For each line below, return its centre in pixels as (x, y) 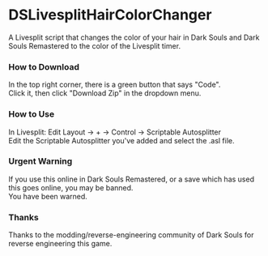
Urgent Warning (40, 161)
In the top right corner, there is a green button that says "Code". (115, 85)
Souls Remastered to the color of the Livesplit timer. (94, 45)
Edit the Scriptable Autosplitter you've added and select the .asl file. (121, 140)
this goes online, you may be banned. (71, 187)
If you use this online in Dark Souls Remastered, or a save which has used (132, 179)
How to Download (44, 66)
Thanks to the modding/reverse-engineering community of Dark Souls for (131, 235)
